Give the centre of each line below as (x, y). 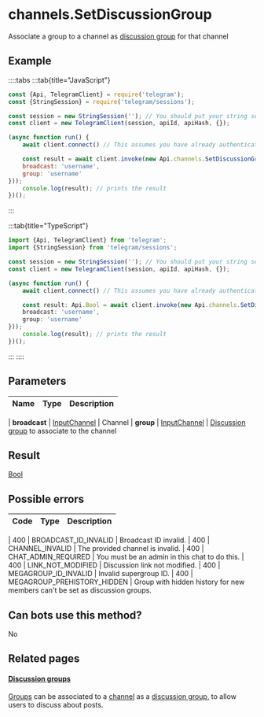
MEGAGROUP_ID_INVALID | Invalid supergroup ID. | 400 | (101, 574)
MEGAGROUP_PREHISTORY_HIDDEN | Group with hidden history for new (126, 582)
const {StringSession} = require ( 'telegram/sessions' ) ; (101, 102)
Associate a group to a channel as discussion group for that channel (119, 36)
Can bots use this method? (75, 615)
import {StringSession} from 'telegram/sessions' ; (93, 248)
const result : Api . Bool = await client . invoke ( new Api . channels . (132, 305)
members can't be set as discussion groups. (80, 590)
